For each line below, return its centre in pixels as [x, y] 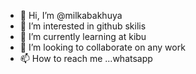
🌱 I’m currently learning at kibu [83, 36]
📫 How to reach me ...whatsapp [86, 58]
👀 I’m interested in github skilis [83, 26]
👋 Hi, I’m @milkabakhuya [71, 15]
